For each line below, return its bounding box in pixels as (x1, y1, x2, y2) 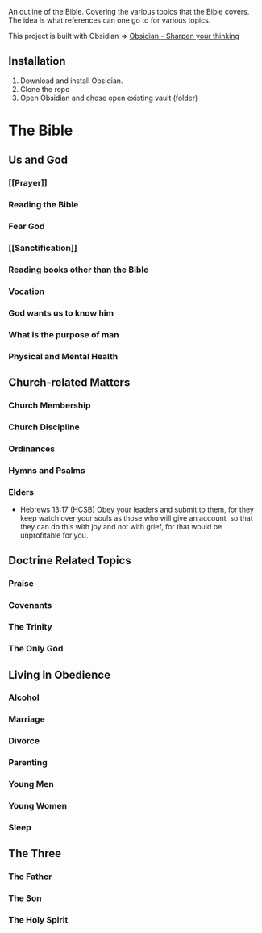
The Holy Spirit (8, 914, 69, 926)
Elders (8, 486, 35, 497)
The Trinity (8, 621, 52, 633)
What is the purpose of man (8, 328, 119, 340)
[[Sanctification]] (8, 242, 78, 253)
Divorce (8, 735, 40, 747)
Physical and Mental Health (8, 350, 119, 362)
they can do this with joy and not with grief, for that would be (19, 522, 222, 532)
